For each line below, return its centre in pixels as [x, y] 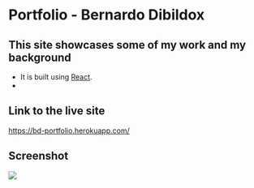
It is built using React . [56, 77]
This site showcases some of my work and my [127, 45]
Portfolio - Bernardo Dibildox [107, 15]
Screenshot [39, 156]
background [40, 57]
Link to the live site [57, 111]
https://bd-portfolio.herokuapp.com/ [69, 130]
